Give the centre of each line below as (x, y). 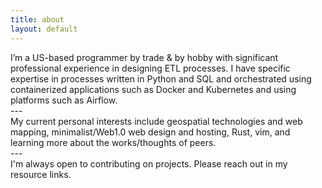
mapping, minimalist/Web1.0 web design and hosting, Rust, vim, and (150, 132)
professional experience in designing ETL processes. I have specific (150, 68)
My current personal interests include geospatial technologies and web (156, 121)
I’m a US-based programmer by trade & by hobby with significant (144, 57)
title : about (37, 19)
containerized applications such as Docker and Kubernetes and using (153, 89)
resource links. (41, 174)
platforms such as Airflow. (64, 100)
